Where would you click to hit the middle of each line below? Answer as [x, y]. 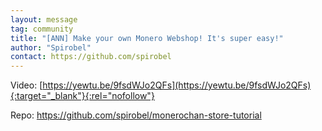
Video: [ [26, 85]
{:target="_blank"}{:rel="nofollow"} [82, 96]
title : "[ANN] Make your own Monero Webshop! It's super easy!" [147, 38]
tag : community [42, 29]
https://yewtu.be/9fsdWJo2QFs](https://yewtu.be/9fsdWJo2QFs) [177, 85]
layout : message [44, 19]
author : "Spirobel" [51, 47]
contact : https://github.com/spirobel [91, 57]
